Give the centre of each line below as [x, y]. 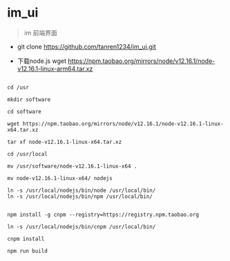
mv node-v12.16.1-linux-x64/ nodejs [60, 178]
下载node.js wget [42, 61]
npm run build [28, 251]
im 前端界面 [40, 33]
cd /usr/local [28, 154]
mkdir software [29, 99]
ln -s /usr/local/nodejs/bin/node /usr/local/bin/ [82, 190]
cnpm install [26, 239]
